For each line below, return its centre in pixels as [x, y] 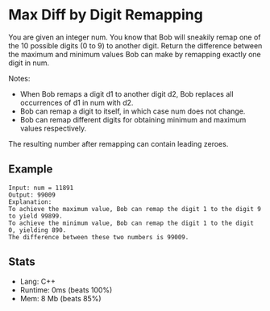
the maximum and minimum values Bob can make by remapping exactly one [135, 54]
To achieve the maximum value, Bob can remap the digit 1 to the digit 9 [135, 209]
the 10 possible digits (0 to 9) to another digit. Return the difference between [135, 45]
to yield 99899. [35, 216]
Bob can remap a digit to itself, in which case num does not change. [133, 111]
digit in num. [29, 63]
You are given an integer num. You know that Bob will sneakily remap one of [135, 37]
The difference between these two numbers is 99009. [99, 237]
